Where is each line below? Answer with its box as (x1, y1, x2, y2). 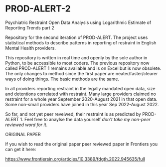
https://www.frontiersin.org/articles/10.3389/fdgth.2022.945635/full (5, 156, 146, 162)
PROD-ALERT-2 (5, 3, 71, 14)
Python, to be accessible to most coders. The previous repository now (5, 60, 150, 66)
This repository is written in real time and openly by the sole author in (5, 54, 148, 60)
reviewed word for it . (5, 122, 48, 128)
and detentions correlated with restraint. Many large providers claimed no (5, 91, 156, 97)
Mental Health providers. (5, 45, 56, 51)
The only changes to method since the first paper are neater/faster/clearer (5, 70, 158, 76)
